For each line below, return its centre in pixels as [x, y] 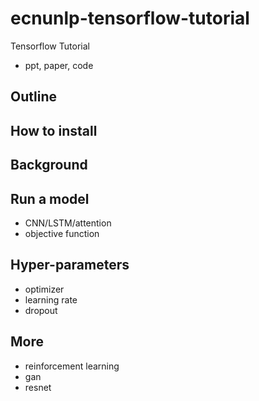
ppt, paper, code [59, 65]
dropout [41, 310]
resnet [38, 387]
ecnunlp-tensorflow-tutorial [130, 18]
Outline [33, 97]
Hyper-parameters [70, 265]
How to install [54, 130]
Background [49, 165]
